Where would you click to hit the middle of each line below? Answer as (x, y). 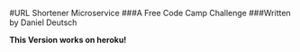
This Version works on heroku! (68, 40)
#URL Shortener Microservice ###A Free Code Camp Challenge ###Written (150, 13)
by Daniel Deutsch (43, 22)
